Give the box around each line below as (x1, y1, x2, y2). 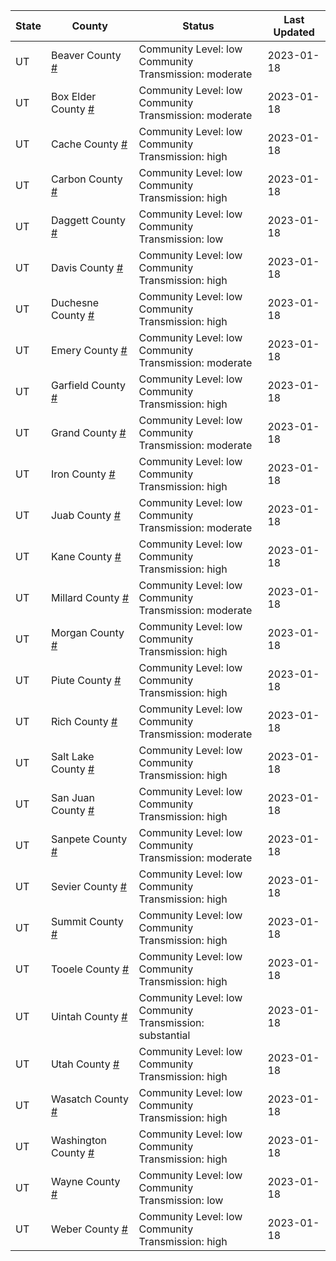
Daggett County (50, 214, 126, 227)
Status (182, 19, 215, 33)
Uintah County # (50, 1010, 128, 1023)
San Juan (50, 791, 95, 804)
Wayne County (50, 1175, 121, 1188)
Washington (50, 1134, 108, 1147)
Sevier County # (50, 880, 127, 893)
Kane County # (50, 550, 122, 563)
